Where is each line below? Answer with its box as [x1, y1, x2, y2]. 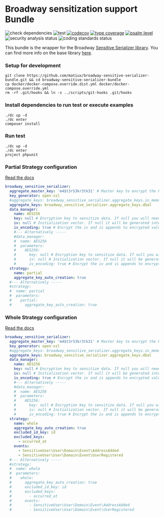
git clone [5, 73, 25, 78]
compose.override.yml [5, 86, 49, 91]
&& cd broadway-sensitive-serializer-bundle [29, 77, 121, 83]
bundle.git [5, 77, 27, 83]
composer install [5, 121, 41, 126]
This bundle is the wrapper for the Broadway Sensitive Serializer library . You [5, 45, 159, 50]
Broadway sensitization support [5, 3, 138, 15]
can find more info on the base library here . [5, 50, 93, 56]
